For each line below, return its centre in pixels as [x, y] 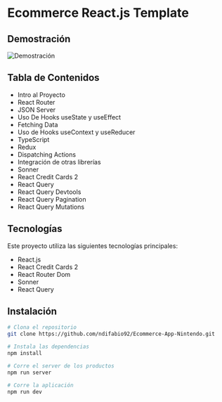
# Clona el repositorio [42, 328]
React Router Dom [44, 274]
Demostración [39, 39]
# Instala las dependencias [48, 347]
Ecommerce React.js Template [98, 13]
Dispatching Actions [46, 154]
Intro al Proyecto [41, 95]
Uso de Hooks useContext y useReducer [76, 132]
